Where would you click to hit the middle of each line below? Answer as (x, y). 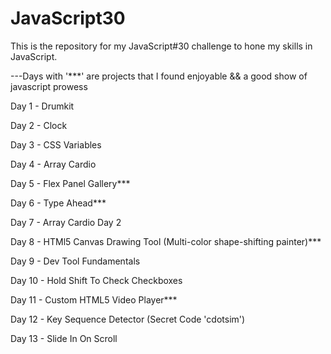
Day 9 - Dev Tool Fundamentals (75, 261)
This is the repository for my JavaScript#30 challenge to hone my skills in (161, 46)
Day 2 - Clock (39, 125)
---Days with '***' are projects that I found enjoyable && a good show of (159, 76)
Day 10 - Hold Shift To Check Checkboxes (96, 280)
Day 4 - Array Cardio (53, 164)
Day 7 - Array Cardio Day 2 (66, 222)
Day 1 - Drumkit (42, 106)
